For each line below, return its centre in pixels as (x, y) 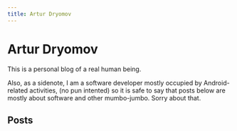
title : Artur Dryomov (39, 14)
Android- (217, 83)
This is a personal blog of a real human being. (74, 69)
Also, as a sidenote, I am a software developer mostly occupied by (105, 83)
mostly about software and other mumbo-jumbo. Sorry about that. (104, 98)
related (18, 90)
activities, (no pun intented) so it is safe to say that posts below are (127, 90)
